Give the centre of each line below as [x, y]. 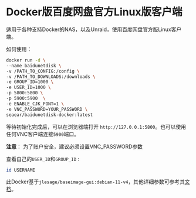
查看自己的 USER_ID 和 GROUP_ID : [43, 159]
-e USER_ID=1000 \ [28, 88]
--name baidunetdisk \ [34, 66]
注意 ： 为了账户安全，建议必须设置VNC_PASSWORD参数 [74, 146]
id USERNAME [21, 170]
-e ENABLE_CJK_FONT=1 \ [35, 104]
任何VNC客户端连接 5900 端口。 [43, 134]
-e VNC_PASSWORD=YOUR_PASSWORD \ [47, 109]
